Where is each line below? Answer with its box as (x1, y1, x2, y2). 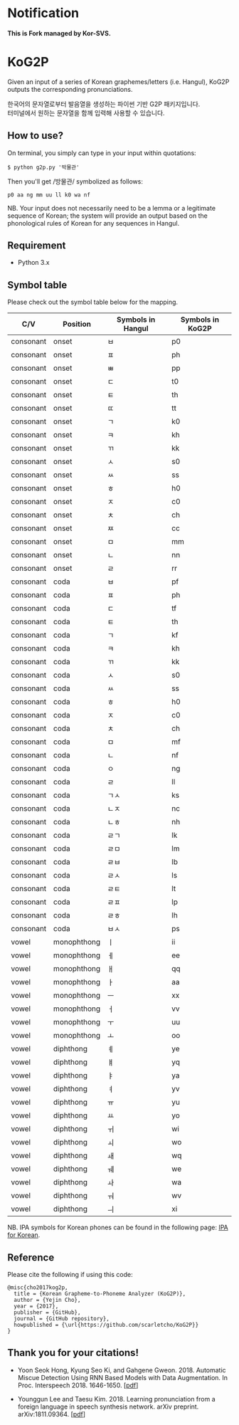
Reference (7, 1251, 55, 1263)
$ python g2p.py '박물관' (7, 164, 80, 171)
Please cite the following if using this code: (7, 1270, 133, 1278)
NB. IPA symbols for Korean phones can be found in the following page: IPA (7, 1223, 229, 1232)
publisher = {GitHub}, (14, 1308, 81, 1316)
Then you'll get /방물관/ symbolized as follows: (7, 177, 144, 186)
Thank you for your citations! (7, 1347, 139, 1359)
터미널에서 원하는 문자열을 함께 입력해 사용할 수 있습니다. (7, 108, 165, 117)
